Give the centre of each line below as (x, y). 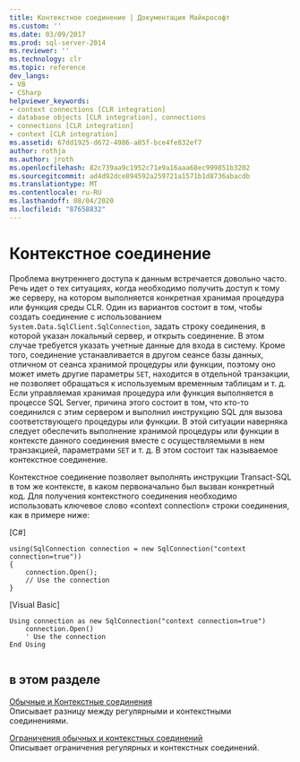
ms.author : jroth (42, 159)
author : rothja (38, 151)
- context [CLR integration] (64, 134)
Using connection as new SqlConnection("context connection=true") (138, 621)
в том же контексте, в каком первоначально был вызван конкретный (142, 486)
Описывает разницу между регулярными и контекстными (120, 711)
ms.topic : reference (48, 68)
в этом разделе (55, 680)
